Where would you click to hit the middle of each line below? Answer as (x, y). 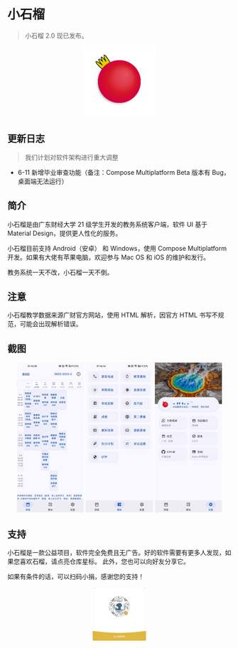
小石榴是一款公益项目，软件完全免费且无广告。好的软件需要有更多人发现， (116, 553)
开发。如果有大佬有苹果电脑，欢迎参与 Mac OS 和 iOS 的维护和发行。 (108, 257)
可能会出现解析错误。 (51, 324)
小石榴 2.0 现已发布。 (56, 36)
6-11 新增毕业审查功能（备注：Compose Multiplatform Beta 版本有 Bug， (124, 172)
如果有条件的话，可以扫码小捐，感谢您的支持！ (76, 577)
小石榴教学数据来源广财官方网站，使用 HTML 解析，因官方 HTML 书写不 (113, 315)
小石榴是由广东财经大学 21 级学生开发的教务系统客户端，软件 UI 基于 (108, 224)
